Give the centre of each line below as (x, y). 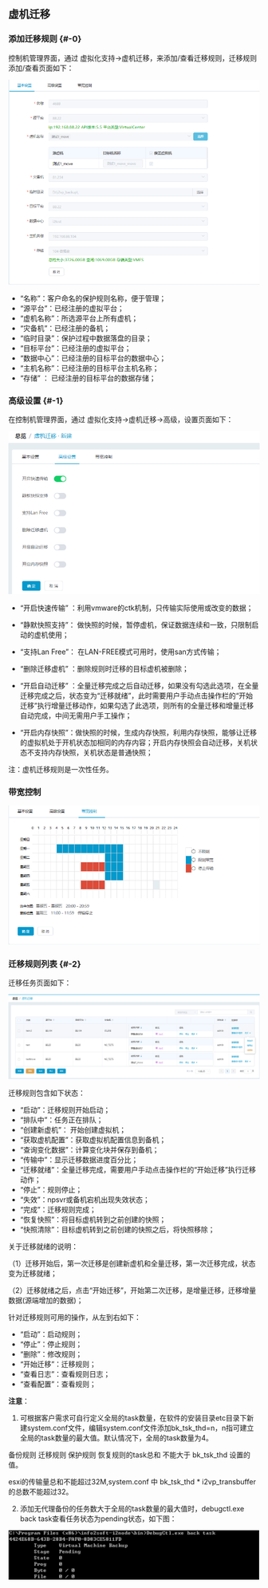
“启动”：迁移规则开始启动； (65, 1109)
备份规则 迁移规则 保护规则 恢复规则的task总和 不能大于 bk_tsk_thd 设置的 (130, 1455)
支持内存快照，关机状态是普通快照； (93, 753)
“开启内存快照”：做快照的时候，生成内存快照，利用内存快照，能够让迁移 (138, 733)
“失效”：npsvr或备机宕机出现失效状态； (85, 1200)
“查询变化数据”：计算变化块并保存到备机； (89, 1149)
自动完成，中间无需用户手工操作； (76, 715)
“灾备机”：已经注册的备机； (65, 328)
